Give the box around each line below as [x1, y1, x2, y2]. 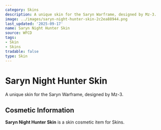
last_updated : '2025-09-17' [5, 21, 64, 26]
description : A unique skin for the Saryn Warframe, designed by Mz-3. [5, 12, 157, 17]
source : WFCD [5, 30, 32, 35]
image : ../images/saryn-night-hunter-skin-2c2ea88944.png [5, 16, 128, 21]
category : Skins [5, 7, 39, 12]
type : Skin [5, 53, 28, 59]
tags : [5, 35, 16, 40]
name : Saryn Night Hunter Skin [5, 26, 70, 31]
